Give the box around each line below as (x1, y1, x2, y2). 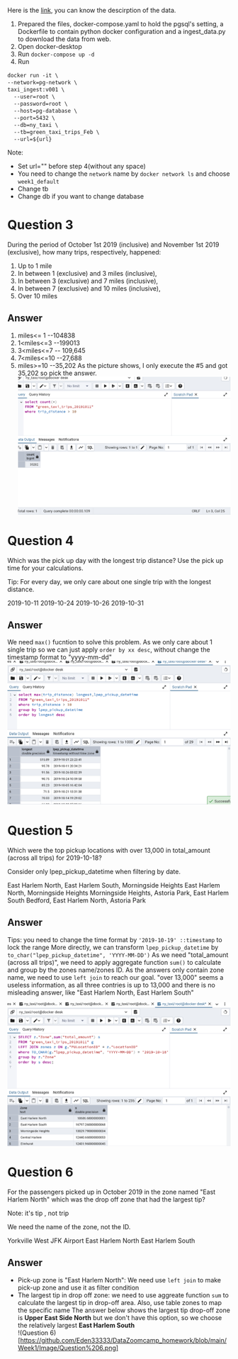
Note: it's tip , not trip (7, 1209, 69, 1217)
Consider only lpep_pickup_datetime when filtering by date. (7, 867, 181, 876)
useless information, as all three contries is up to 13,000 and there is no (7, 980, 216, 989)
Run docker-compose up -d (17, 50, 95, 58)
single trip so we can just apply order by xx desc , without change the (7, 645, 210, 654)
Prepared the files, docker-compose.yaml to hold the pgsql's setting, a (17, 20, 224, 28)
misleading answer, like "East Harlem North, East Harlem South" (7, 988, 195, 997)
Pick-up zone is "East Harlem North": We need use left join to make (17, 1275, 222, 1284)
